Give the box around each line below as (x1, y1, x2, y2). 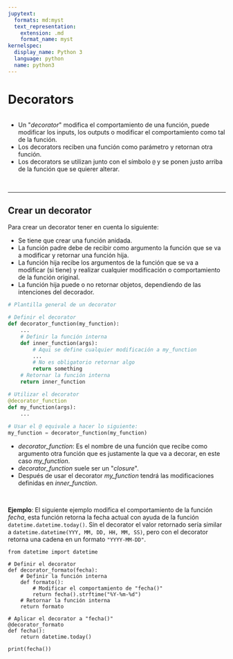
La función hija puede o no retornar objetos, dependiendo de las (17, 281, 201, 289)
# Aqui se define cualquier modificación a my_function (32, 346, 197, 353)
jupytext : (8, 10, 37, 17)
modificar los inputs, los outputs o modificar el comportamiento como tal (17, 128, 225, 136)
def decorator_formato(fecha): (8, 567, 98, 574)
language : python (14, 55, 64, 62)
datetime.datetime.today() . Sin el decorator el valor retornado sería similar (8, 520, 223, 529)
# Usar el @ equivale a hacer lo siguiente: (8, 423, 138, 430)
